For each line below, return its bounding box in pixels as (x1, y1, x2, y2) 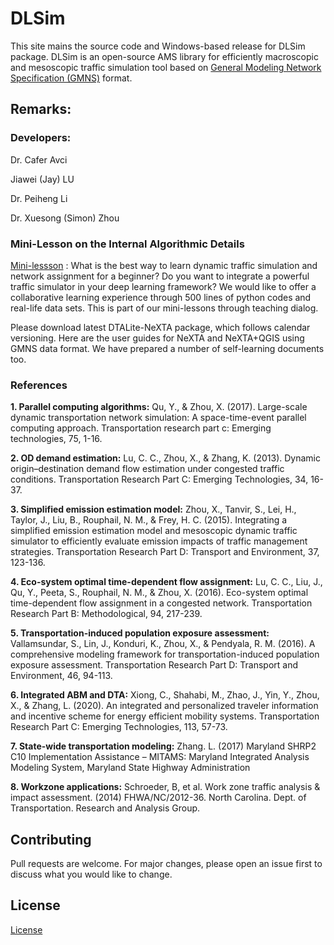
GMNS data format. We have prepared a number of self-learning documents (10, 342, 325, 354)
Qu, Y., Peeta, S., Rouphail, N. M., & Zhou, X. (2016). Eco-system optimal (10, 587, 309, 599)
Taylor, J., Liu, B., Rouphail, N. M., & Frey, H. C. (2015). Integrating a (10, 514, 288, 526)
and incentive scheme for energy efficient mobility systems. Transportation (10, 710, 320, 722)
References (10, 378, 68, 392)
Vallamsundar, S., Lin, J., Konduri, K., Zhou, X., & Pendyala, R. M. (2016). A (10, 638, 316, 650)
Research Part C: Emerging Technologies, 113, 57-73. (10, 721, 228, 733)
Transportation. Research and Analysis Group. (10, 802, 201, 814)
